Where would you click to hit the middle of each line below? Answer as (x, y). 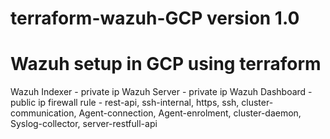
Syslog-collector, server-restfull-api (84, 124)
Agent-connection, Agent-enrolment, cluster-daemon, (190, 113)
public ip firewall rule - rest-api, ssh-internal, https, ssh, (125, 103)
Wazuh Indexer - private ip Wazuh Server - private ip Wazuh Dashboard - (161, 92)
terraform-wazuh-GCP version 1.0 (155, 18)
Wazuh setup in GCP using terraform (166, 64)
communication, (43, 113)
